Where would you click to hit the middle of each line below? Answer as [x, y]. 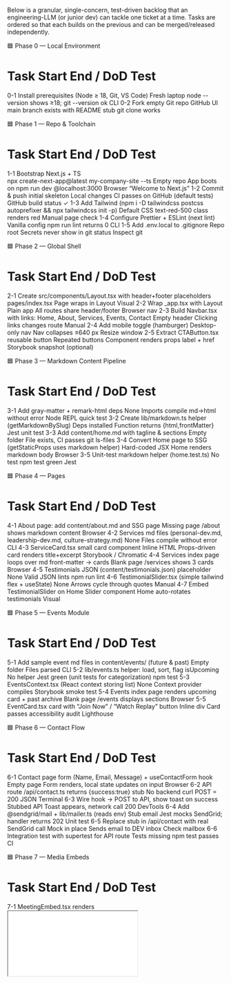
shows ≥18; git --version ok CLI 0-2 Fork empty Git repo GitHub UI [124, 102]
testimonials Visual [34, 599]
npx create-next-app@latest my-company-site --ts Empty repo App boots [112, 181]
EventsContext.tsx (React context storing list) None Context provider [104, 684]
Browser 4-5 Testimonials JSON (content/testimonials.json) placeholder [109, 569]
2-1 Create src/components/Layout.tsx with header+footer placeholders [109, 296]
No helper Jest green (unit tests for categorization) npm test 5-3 [99, 677]
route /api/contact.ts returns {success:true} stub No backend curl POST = [112, 792]
